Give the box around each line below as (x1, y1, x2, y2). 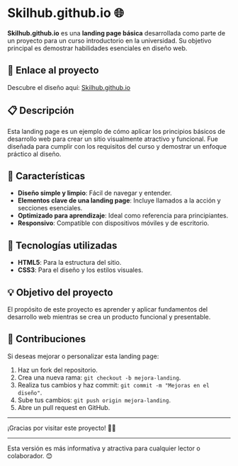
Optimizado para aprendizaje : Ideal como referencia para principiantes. (17, 211, 229, 220)
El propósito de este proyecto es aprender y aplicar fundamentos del (7, 305, 208, 313)
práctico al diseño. (7, 149, 62, 158)
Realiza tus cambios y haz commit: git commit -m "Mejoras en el (17, 380, 210, 389)
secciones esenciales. (17, 204, 83, 212)
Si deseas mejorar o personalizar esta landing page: (7, 352, 159, 360)
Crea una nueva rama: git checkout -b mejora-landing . (17, 373, 181, 382)
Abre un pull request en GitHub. (17, 403, 110, 411)
